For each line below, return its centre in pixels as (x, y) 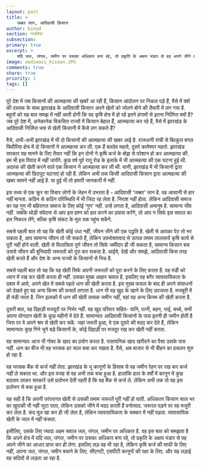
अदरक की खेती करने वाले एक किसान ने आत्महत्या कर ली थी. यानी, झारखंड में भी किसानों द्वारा (94, 167)
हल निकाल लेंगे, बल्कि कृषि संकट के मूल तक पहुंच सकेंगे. (59, 219)
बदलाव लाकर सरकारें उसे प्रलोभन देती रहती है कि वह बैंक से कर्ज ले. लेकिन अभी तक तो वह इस (95, 380)
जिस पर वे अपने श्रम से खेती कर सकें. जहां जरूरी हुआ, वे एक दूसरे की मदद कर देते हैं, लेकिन (92, 323)
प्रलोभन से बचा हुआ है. (27, 387)
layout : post (22, 12)
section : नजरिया (25, 34)
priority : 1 (21, 78)
